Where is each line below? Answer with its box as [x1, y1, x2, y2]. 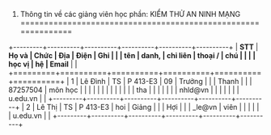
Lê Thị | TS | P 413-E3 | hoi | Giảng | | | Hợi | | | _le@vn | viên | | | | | [36, 103, 260, 112]
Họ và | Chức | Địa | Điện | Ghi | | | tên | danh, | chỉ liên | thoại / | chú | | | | [8, 51, 256, 60]
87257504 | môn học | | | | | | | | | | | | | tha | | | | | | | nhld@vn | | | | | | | [8, 85, 240, 95]
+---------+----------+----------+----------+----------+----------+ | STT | [8, 42, 259, 52]
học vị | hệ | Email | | [8, 59, 78, 69]
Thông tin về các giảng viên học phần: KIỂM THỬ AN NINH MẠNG [19, 10, 241, 19]
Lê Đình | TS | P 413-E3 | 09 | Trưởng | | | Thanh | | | [79, 77, 252, 86]
